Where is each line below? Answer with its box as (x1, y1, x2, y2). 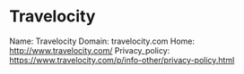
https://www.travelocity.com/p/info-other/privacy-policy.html (9, 54, 235, 65)
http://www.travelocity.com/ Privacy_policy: (9, 45, 170, 55)
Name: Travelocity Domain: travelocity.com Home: (9, 36, 196, 46)
